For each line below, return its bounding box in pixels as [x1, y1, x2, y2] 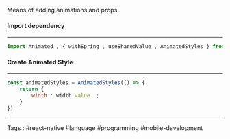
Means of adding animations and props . [7, 6, 121, 14]
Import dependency [7, 21, 65, 29]
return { [19, 86, 44, 93]
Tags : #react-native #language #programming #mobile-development [7, 123, 203, 132]
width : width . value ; [31, 92, 99, 99]
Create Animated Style [7, 58, 73, 66]
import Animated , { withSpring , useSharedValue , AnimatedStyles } [7, 43, 210, 50]
